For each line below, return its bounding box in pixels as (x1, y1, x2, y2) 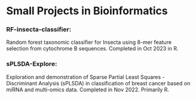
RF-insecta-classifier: (6, 25, 72, 34)
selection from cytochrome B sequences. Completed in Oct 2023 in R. (6, 45, 179, 52)
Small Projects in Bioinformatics (6, 4, 169, 18)
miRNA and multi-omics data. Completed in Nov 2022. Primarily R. (6, 86, 169, 93)
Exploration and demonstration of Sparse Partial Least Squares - (6, 73, 166, 81)
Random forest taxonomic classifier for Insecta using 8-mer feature (6, 39, 172, 46)
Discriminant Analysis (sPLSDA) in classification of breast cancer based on (6, 79, 191, 87)
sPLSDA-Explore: (6, 60, 57, 68)
